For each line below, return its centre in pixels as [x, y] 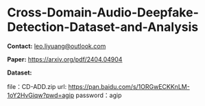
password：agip [99, 95]
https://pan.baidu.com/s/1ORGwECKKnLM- [129, 86]
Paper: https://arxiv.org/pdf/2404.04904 [65, 59]
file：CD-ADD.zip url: [37, 86]
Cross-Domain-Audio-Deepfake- [103, 13]
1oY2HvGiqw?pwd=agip [41, 95]
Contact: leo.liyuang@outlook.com [57, 46]
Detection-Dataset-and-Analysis [103, 27]
